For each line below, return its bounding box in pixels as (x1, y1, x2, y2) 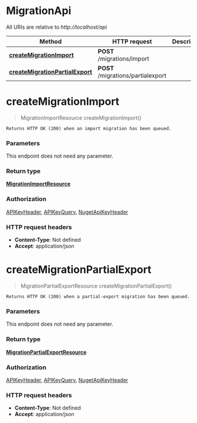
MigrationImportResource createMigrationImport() (20, 114, 142, 121)
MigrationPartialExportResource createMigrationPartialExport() (20, 282, 172, 289)
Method (39, 37, 62, 45)
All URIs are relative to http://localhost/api (6, 23, 107, 30)
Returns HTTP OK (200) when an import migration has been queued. (6, 125, 172, 131)
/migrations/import (97, 54, 150, 63)
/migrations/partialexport (97, 71, 167, 80)
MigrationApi (6, 4, 72, 18)
